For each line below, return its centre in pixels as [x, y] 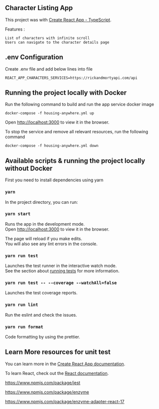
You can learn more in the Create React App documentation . [65, 364]
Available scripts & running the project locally [75, 161]
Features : [15, 29]
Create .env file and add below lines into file [49, 69]
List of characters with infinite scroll [48, 38]
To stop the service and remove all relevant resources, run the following [77, 132]
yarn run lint [22, 305]
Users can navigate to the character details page [57, 42]
